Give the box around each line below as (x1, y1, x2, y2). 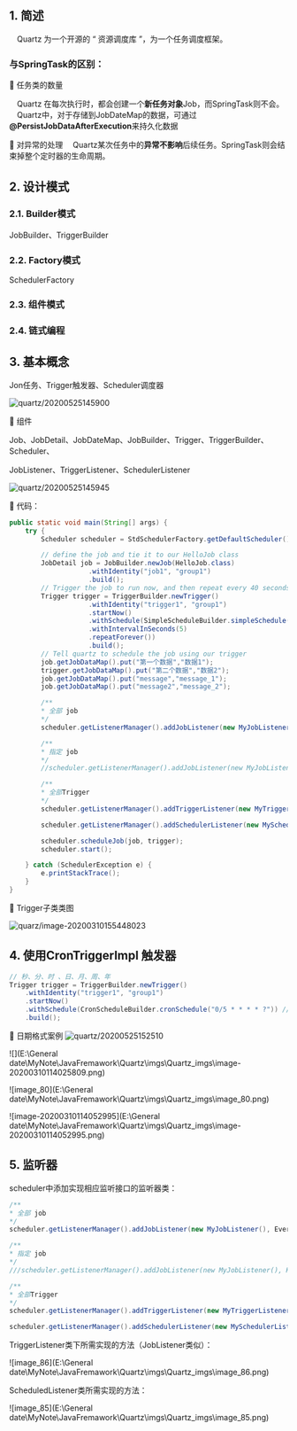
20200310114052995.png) (9, 1129, 105, 1140)
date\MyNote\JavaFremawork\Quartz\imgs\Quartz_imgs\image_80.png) (9, 1093, 270, 1104)
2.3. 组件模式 (9, 299, 65, 311)
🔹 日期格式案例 (9, 1030, 64, 1041)
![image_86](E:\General (9, 1357, 94, 1368)
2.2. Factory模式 (9, 253, 81, 266)
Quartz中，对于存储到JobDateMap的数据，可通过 (17, 110, 197, 121)
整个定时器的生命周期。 (24, 151, 110, 161)
